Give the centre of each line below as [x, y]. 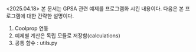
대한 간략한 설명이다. [50, 16]
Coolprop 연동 [32, 28]
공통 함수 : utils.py [36, 43]
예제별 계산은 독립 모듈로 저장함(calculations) [68, 36]
